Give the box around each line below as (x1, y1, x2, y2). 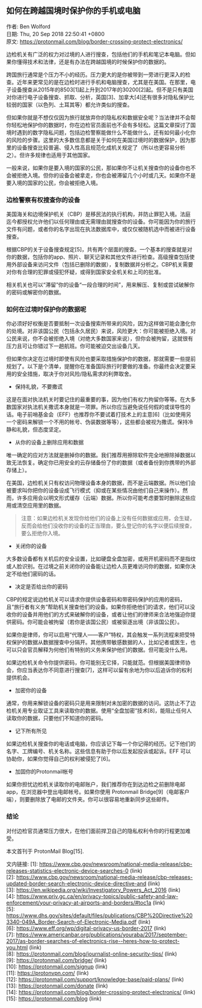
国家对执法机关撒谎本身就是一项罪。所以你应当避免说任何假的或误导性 (11, 404, 185, 411)
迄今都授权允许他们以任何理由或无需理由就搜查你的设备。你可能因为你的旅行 (6, 218, 196, 226)
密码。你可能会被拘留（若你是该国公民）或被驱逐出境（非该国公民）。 (11, 618, 183, 625)
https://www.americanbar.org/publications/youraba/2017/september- (16, 931, 188, 938)
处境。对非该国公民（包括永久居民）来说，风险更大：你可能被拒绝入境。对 (11, 327, 196, 335)
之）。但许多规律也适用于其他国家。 (6, 151, 93, 158)
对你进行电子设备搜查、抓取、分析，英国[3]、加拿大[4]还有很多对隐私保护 (6, 93, 189, 100)
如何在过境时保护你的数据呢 (6, 306, 87, 314)
